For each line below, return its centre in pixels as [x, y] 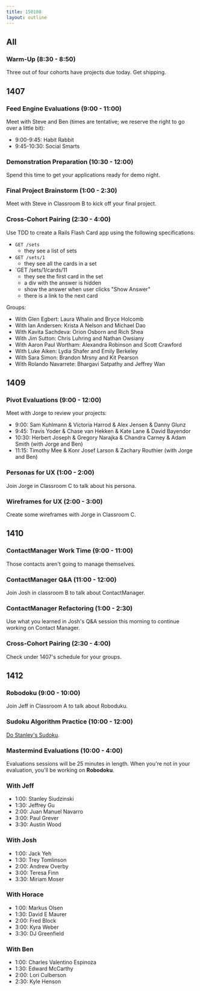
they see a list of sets [50, 251]
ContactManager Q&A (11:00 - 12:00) [61, 579]
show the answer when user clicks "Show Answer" [87, 289]
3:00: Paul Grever [37, 818]
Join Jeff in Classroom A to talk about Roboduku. [67, 706]
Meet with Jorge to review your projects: [57, 413]
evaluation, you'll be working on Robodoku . [60, 770]
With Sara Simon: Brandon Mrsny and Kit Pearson [77, 358]
